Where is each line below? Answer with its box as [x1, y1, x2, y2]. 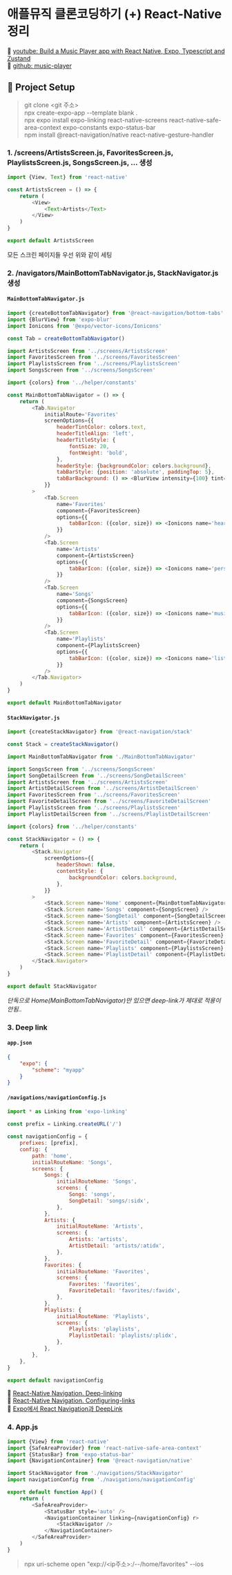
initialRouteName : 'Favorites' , [56, 1268, 150, 1275]
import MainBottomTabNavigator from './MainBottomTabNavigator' [7, 753, 196, 760]
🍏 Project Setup [7, 81, 75, 93]
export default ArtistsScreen [7, 238, 95, 244]
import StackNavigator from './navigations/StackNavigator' [7, 1470, 184, 1477]
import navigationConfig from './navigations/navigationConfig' [7, 1476, 196, 1483]
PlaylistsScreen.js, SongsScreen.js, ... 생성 [7, 157, 153, 167]
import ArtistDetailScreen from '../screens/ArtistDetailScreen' [7, 785, 199, 792]
